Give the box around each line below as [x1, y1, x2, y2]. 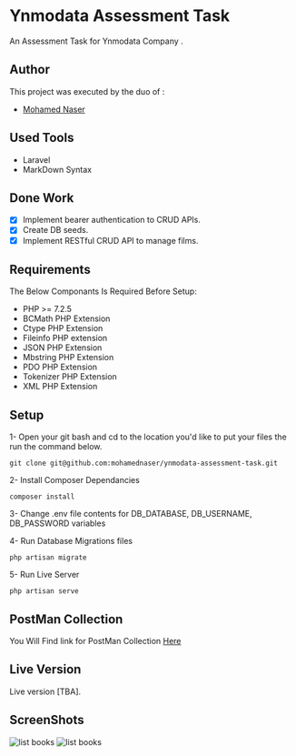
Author [9, 62, 50, 77]
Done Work [9, 190, 74, 206]
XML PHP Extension [22, 381, 98, 392]
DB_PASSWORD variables [9, 518, 106, 529]
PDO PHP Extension [22, 361, 98, 373]
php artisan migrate [9, 553, 88, 562]
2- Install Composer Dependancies [9, 475, 141, 486]
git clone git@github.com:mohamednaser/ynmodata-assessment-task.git [9, 459, 279, 469]
